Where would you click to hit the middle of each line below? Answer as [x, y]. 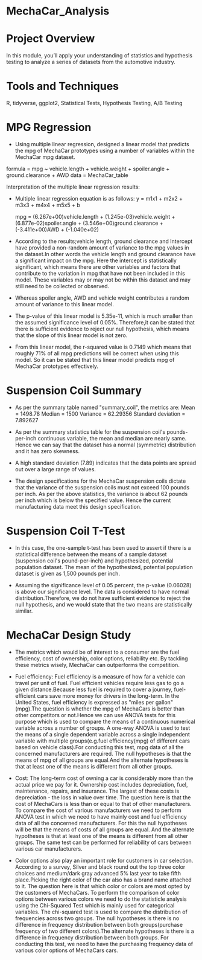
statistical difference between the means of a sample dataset [91, 554]
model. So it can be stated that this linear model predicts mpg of [95, 360]
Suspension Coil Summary [74, 391]
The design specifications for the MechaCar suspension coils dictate [100, 481]
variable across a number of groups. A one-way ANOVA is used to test [103, 728]
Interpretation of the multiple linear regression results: [73, 187]
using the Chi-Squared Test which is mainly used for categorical [95, 905]
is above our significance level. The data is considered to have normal [102, 591]
